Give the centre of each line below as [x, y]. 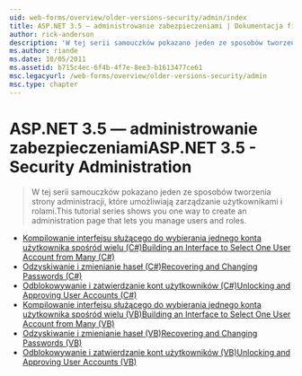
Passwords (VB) [52, 343]
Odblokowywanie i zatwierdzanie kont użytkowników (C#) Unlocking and [156, 285]
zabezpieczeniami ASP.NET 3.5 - [133, 148]
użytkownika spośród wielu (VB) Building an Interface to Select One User [156, 314]
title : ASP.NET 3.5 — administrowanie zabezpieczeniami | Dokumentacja [146, 26]
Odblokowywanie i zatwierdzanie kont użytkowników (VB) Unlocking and [156, 352]
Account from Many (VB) [68, 323]
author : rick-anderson [52, 34]
